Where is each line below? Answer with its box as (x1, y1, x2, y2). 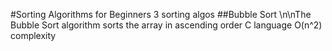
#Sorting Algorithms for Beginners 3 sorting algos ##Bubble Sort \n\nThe (10, 9, 312, 20)
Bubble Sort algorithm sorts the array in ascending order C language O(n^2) (10, 19, 323, 31)
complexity (10, 30, 57, 41)
